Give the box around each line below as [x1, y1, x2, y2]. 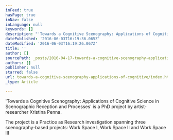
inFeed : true [5, 7, 33, 13]
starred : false [5, 70, 38, 75]
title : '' [5, 46, 27, 51]
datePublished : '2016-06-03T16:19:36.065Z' [5, 37, 100, 42]
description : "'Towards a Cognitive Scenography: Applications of [5, 31, 151, 37]
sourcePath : [5, 55, 31, 61]
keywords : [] [5, 27, 33, 32]
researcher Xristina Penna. [5, 109, 62, 115]
